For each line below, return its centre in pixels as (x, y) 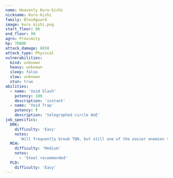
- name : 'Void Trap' (32, 106)
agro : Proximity (23, 39)
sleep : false (24, 72)
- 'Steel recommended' (43, 158)
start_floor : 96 (23, 29)
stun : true (22, 82)
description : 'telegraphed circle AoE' (57, 115)
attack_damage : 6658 (28, 48)
